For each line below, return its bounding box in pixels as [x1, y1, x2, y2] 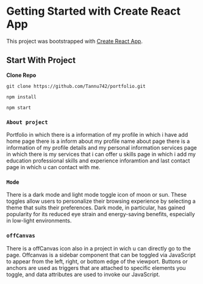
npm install [6, 93, 37, 100]
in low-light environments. [6, 217, 72, 224]
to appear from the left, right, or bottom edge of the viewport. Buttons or [6, 258, 188, 265]
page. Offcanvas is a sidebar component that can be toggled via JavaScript [6, 251, 196, 258]
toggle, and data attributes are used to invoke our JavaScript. [6, 271, 160, 278]
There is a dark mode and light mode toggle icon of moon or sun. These [6, 191, 187, 198]
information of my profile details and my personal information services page [6, 144, 197, 151]
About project [6, 118, 48, 126]
